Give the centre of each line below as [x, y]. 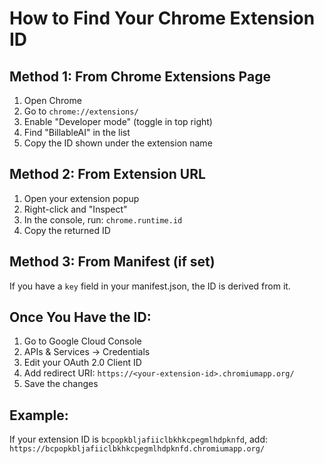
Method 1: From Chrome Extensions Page [140, 76]
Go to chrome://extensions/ [81, 111]
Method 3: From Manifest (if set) [112, 262]
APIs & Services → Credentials [87, 352]
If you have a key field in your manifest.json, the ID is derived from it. [150, 286]
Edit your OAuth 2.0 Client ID [82, 363]
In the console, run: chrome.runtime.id [103, 219]
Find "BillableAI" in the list [77, 132]
